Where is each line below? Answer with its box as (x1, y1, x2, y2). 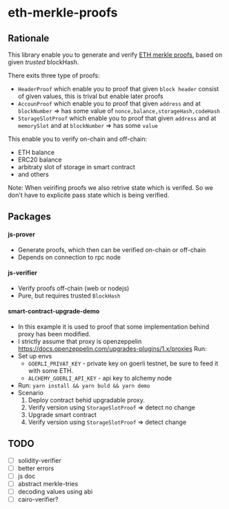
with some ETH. (28, 367, 74, 374)
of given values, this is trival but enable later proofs (17, 92, 164, 100)
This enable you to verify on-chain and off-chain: (8, 135, 148, 143)
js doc (17, 472, 36, 480)
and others (17, 171, 49, 178)
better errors (17, 464, 54, 472)
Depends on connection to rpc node (17, 253, 121, 261)
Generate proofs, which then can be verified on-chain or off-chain (17, 245, 206, 253)
